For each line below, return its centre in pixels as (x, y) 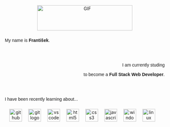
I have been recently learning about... (41, 99)
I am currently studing (143, 65)
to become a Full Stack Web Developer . (124, 74)
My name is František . (27, 40)
